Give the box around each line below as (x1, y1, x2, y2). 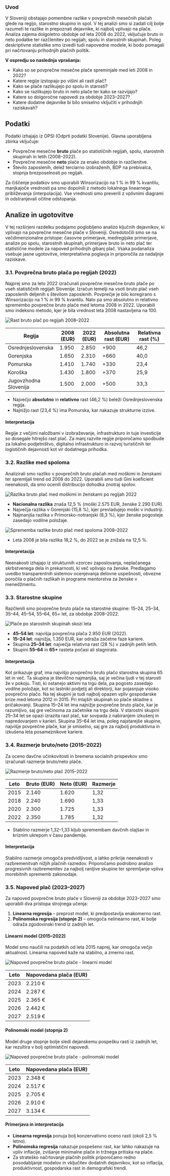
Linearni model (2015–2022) (5, 932, 66, 939)
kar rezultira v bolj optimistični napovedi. (5, 1044, 90, 1050)
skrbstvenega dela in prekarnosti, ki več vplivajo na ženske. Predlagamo (5, 565, 156, 571)
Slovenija (8, 384, 29, 391)
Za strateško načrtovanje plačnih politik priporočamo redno (12, 1154, 136, 1160)
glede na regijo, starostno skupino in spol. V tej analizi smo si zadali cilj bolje (5, 20, 164, 26)
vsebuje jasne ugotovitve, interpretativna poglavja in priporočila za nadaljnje (5, 251, 164, 257)
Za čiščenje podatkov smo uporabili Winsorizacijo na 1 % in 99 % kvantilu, (5, 180, 160, 186)
